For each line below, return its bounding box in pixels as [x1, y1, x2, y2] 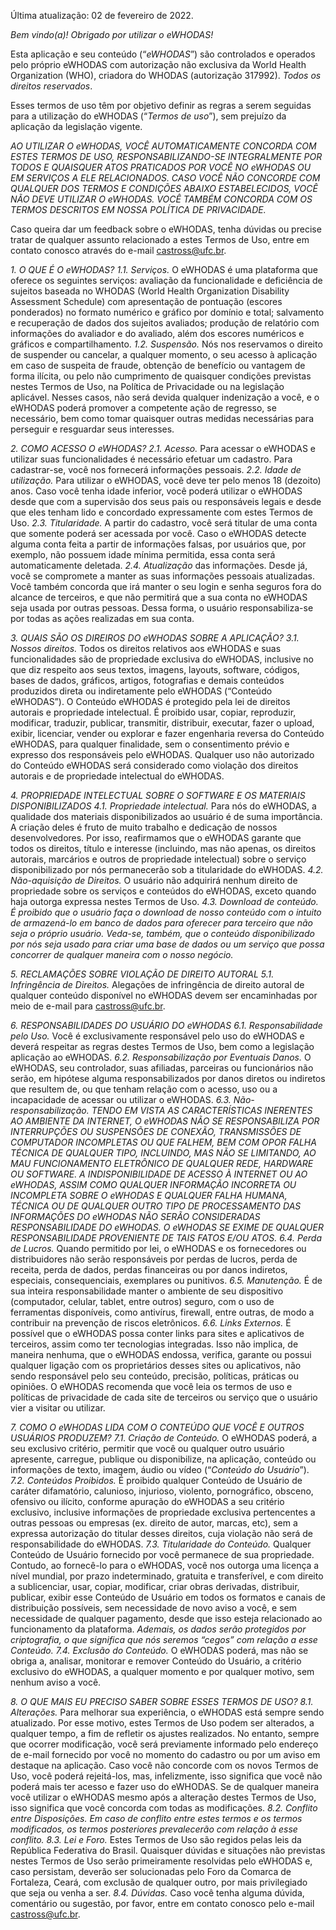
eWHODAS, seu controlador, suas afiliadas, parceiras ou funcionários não [10, 1062, 314, 1074]
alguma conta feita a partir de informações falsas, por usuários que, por [10, 538, 307, 550]
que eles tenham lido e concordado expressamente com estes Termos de [10, 506, 313, 518]
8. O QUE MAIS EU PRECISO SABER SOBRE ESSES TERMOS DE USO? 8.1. [10, 1696, 314, 1707]
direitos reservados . [10, 80, 93, 92]
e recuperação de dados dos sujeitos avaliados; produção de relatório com [10, 317, 320, 329]
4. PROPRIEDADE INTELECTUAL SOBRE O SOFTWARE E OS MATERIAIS [10, 790, 306, 801]
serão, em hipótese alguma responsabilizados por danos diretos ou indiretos [10, 1073, 326, 1084]
